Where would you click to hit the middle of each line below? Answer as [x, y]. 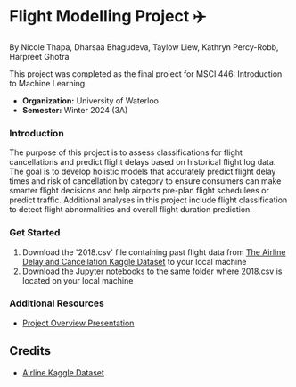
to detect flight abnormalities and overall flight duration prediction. [131, 210]
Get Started [35, 233]
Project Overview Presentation [78, 323]
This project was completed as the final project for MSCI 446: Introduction [146, 74]
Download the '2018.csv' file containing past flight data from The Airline [154, 252]
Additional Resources [57, 303]
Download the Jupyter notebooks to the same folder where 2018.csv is [152, 271]
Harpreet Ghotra [39, 56]
